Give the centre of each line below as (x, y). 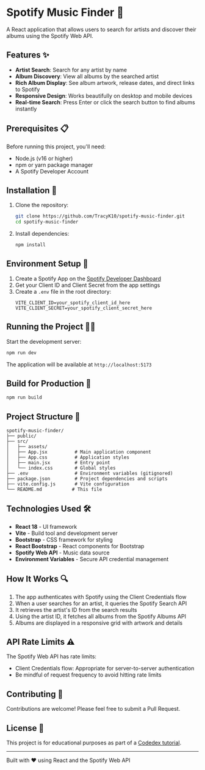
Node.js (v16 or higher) (44, 158)
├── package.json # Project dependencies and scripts (87, 479)
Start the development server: (44, 341)
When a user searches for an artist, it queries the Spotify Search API (101, 603)
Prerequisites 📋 (38, 129)
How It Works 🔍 (37, 579)
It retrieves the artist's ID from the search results (76, 609)
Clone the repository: (42, 205)
